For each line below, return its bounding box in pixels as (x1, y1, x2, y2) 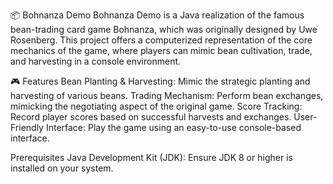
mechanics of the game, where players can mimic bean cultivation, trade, (10, 45, 313, 56)
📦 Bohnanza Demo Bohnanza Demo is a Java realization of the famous (10, 9, 305, 21)
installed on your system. (10, 162, 114, 174)
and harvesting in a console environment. (10, 55, 182, 67)
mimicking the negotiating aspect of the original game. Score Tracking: (10, 100, 303, 112)
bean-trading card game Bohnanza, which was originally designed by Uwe (10, 24, 318, 35)
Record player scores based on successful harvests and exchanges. (10, 111, 292, 123)
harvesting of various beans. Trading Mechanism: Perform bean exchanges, (10, 90, 324, 101)
